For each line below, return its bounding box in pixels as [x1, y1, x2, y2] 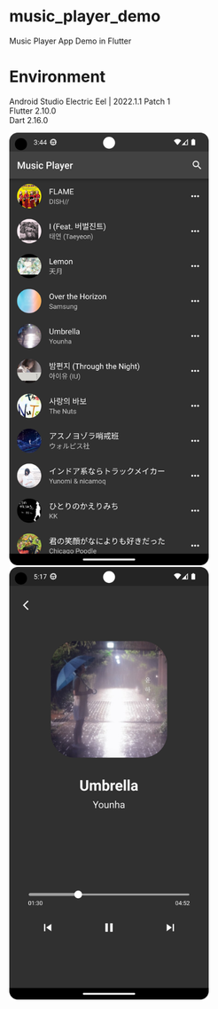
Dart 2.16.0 [9, 114, 49, 125]
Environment [9, 67, 106, 87]
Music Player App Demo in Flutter [9, 35, 132, 46]
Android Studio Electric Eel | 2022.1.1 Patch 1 [9, 96, 171, 106]
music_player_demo [9, 6, 161, 27]
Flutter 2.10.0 [9, 105, 57, 116]
